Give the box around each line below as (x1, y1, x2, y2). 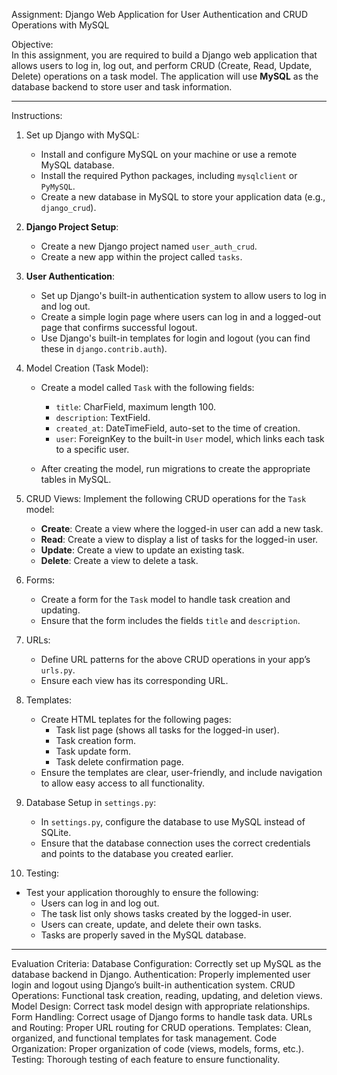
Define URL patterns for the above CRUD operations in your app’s (40, 654, 311, 665)
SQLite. (40, 827, 72, 838)
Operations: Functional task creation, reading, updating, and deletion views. (11, 990, 323, 1001)
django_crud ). (40, 202, 97, 213)
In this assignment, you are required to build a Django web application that (11, 49, 318, 61)
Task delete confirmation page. (55, 756, 184, 768)
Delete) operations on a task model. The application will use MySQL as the (11, 70, 319, 82)
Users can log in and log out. (40, 897, 160, 909)
